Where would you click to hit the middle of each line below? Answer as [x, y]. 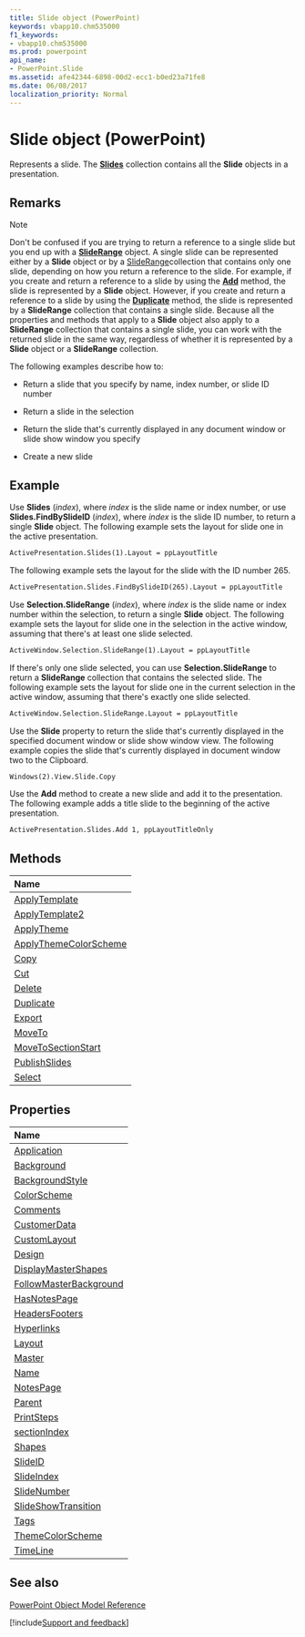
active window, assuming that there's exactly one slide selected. [130, 696]
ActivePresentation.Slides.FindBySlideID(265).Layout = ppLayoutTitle [146, 587]
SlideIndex [36, 1476]
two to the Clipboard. [49, 760]
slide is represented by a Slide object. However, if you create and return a [147, 291]
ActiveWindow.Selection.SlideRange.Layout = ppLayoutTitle [124, 713]
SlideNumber [42, 1491]
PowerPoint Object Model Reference [78, 1604]
